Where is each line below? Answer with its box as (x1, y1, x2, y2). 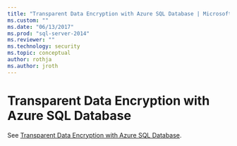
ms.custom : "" (7, 17, 49, 24)
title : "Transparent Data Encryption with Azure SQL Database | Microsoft (7, 10, 232, 18)
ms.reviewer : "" (7, 36, 55, 44)
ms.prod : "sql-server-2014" (7, 29, 90, 37)
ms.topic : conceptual (7, 50, 71, 57)
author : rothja (7, 56, 52, 63)
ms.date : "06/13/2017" (7, 23, 74, 30)
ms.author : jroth (7, 62, 59, 69)
